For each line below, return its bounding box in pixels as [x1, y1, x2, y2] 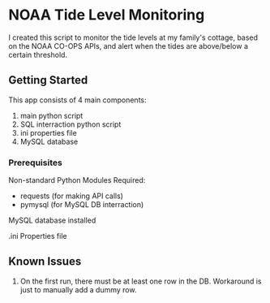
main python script [19, 110, 84, 120]
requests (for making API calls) [19, 191, 124, 201]
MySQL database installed [8, 215, 96, 225]
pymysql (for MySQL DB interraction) [19, 200, 144, 210]
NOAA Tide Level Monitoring [8, 6, 205, 24]
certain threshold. [8, 50, 67, 59]
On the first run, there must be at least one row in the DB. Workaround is [19, 276, 262, 286]
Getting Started [8, 73, 88, 87]
